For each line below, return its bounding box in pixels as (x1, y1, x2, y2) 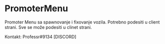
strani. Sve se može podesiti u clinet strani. (4, 24, 92, 30)
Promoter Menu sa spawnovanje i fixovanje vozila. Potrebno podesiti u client (4, 19, 160, 25)
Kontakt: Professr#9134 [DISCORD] (4, 34, 77, 40)
